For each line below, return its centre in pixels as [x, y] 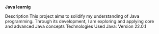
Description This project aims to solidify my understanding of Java [72, 16]
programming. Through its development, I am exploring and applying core [80, 21]
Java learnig [18, 7]
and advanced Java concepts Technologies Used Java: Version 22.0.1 [76, 26]
